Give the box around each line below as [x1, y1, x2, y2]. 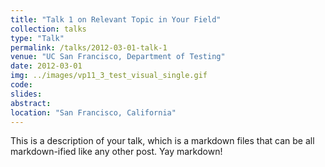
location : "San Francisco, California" [10, 107, 177, 118]
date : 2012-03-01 [10, 61, 83, 71]
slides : [10, 89, 43, 99]
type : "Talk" [10, 33, 65, 43]
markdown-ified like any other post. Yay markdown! [10, 146, 223, 158]
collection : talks [10, 24, 87, 34]
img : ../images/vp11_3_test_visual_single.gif [10, 71, 208, 81]
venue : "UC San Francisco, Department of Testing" [10, 52, 226, 62]
